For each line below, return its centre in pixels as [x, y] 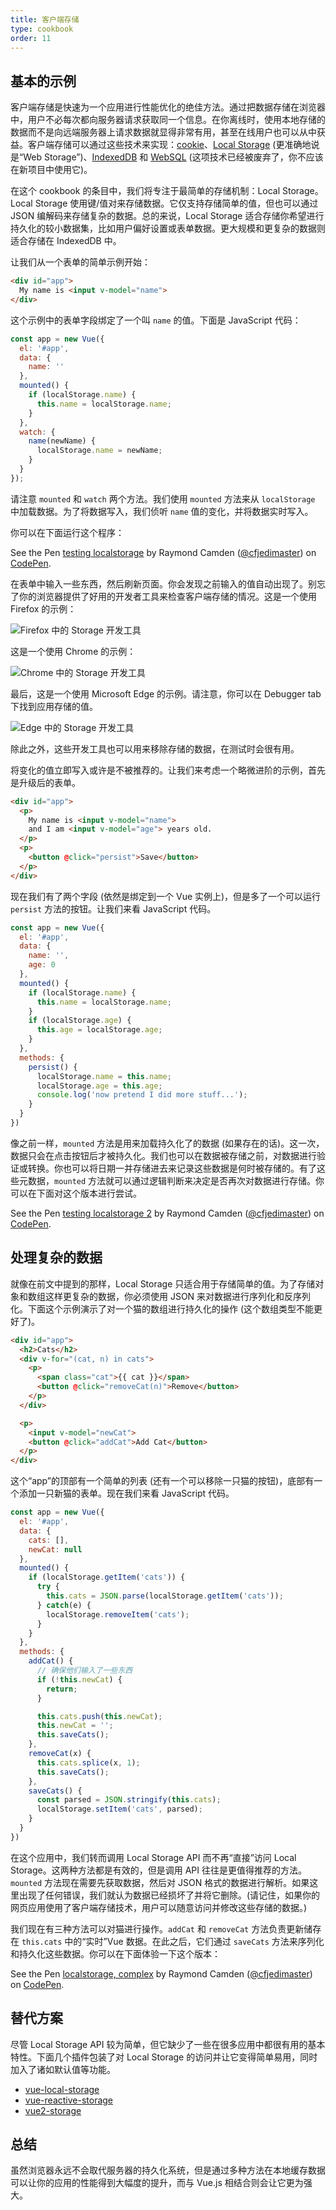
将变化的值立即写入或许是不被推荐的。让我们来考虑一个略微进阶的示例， [159, 770]
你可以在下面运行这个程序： [67, 532]
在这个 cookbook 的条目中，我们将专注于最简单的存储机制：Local [145, 191]
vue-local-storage [62, 2089]
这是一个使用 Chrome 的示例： [73, 651]
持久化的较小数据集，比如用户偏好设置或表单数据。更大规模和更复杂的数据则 [168, 228]
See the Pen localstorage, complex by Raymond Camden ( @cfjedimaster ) [161, 1973]
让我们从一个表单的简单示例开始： [80, 262]
